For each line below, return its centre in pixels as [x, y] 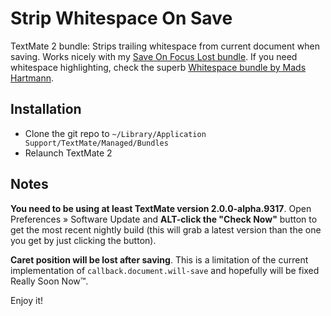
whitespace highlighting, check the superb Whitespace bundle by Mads [158, 67]
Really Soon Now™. [49, 281]
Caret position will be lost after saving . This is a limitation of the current [159, 259]
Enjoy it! [27, 300]
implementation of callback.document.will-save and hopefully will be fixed [165, 270]
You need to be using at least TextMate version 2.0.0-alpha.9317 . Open [161, 208]
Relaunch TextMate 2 [68, 153]
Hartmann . [32, 78]
